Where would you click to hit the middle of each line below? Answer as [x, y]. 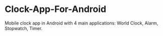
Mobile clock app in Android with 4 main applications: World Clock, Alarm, [81, 23]
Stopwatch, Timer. [24, 28]
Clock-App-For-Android [56, 9]
